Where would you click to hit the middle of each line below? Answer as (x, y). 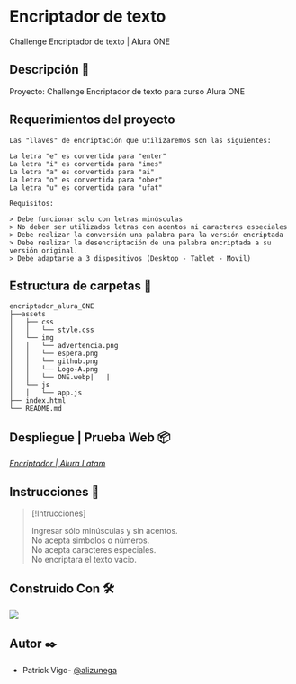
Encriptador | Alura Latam (58, 464)
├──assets (28, 315)
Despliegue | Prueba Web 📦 (90, 437)
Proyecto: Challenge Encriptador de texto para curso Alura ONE (127, 91)
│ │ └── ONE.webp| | (60, 378)
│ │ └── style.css (52, 330)
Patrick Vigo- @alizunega (70, 670)
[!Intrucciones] (58, 513)
